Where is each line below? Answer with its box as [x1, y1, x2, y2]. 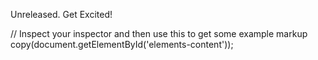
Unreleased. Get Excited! [10, 9, 113, 20]
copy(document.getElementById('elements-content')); [10, 39, 234, 50]
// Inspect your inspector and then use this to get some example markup [10, 28, 308, 39]
